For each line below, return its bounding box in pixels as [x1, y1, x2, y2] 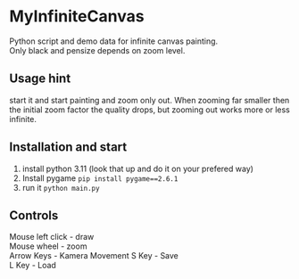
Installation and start [9, 140, 128, 155]
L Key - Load [9, 260, 56, 271]
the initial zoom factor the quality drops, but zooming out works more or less [9, 104, 290, 115]
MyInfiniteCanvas [9, 6, 145, 27]
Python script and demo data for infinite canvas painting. [9, 36, 219, 46]
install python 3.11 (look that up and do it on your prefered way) [21, 163, 254, 174]
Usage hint [9, 71, 71, 86]
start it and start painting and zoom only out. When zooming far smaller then [9, 94, 290, 105]
